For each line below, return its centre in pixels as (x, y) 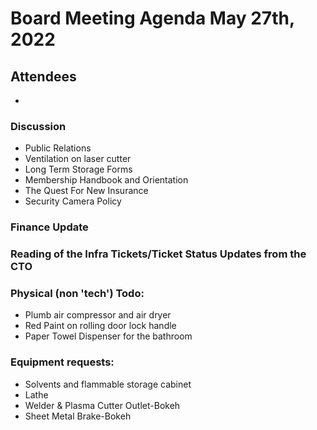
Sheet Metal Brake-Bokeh (78, 416)
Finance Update (49, 227)
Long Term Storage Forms (78, 169)
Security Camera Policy (73, 201)
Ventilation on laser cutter (78, 159)
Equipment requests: (62, 362)
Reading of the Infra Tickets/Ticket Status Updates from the (158, 254)
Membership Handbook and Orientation (106, 180)
